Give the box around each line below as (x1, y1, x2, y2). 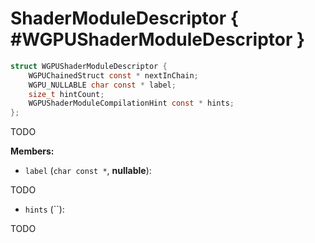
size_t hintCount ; (28, 89, 105, 99)
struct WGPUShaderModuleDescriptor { (10, 61, 168, 71)
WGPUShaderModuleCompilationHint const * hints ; (28, 98, 235, 109)
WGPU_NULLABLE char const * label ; (28, 80, 177, 90)
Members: (10, 145, 55, 157)
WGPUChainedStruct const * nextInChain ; (28, 70, 199, 81)
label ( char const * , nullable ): (24, 165, 152, 177)
